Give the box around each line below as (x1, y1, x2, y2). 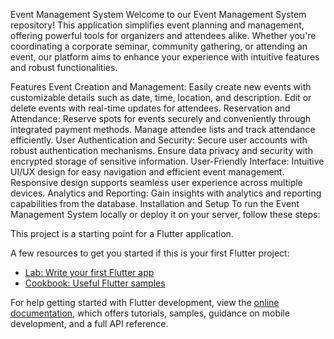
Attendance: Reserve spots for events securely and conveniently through (10, 113, 312, 124)
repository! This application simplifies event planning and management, (10, 19, 305, 31)
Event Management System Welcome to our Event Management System (10, 9, 307, 20)
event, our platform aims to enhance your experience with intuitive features (10, 51, 320, 63)
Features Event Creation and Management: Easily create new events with (10, 81, 312, 93)
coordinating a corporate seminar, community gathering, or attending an (10, 40, 308, 52)
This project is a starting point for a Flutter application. (10, 228, 234, 239)
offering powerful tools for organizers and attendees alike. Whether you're (10, 30, 317, 41)
